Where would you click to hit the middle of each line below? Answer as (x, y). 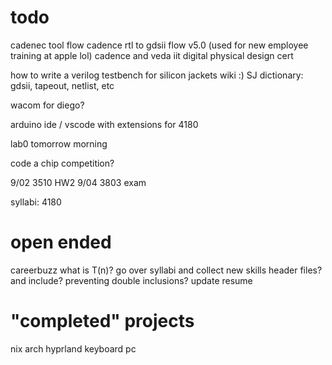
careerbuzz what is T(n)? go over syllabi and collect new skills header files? (166, 270)
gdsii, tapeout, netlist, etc (62, 85)
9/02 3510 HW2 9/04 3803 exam (78, 182)
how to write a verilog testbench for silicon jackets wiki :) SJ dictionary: (157, 75)
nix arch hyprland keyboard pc (73, 348)
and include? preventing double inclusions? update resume (131, 280)
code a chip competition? (62, 163)
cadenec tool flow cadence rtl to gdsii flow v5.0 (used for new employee (159, 45)
